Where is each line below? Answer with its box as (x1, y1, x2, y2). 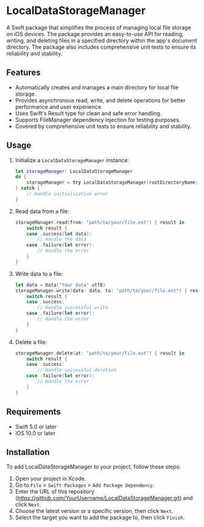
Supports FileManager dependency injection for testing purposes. (15, 116, 181, 123)
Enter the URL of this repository (15, 488, 94, 495)
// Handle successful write (37, 304, 108, 311)
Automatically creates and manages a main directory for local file (15, 84, 178, 91)
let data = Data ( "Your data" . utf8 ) (15, 282, 106, 288)
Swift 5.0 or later (15, 423, 57, 430)
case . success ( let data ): (26, 231, 93, 237)
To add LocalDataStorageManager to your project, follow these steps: (6, 463, 181, 470)
